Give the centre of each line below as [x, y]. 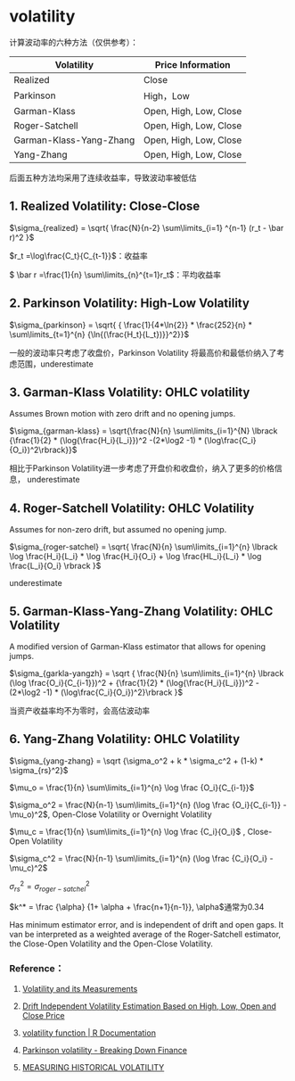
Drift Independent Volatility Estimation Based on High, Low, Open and [149, 1006]
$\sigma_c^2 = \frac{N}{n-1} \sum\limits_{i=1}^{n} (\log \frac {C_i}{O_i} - [141, 858]
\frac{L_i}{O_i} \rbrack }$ [55, 566]
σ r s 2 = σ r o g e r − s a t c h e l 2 [50, 887]
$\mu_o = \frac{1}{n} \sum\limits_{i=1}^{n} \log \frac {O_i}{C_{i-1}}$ [132, 788]
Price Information [193, 64]
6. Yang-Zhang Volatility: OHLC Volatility [125, 739]
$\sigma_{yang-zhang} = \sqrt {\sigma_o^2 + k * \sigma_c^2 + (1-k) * [136, 761]
